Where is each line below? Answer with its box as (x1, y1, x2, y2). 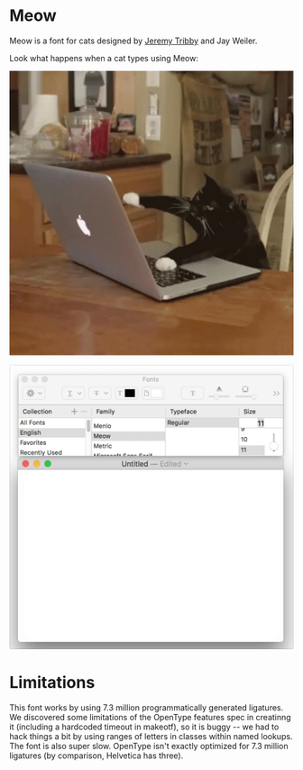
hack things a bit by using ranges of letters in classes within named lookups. (9, 730, 293, 741)
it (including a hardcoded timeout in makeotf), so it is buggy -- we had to (9, 721, 280, 732)
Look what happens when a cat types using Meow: (9, 52, 198, 63)
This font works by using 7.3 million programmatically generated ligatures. (9, 701, 284, 713)
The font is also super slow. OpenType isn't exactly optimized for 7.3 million (9, 740, 289, 751)
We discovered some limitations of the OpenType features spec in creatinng (9, 711, 291, 722)
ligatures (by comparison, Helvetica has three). (9, 750, 184, 761)
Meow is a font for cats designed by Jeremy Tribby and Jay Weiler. (9, 35, 258, 46)
